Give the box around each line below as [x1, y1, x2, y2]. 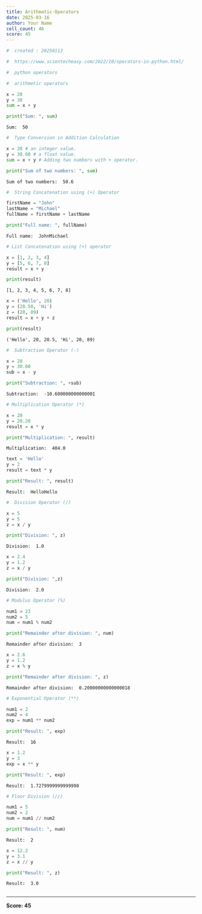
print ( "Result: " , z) [6, 869, 61, 876]
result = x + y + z [6, 315, 55, 321]
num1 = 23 [6, 608, 31, 614]
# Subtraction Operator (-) [6, 347, 79, 353]
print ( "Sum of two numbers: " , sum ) [6, 168, 98, 174]
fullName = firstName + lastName [6, 212, 90, 218]
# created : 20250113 [6, 48, 63, 54]
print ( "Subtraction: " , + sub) [6, 380, 82, 386]
